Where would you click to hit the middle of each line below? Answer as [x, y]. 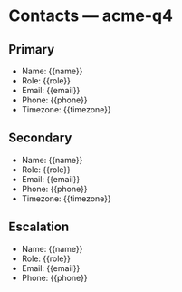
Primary [32, 49]
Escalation [39, 227]
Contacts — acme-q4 [91, 16]
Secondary [40, 138]
